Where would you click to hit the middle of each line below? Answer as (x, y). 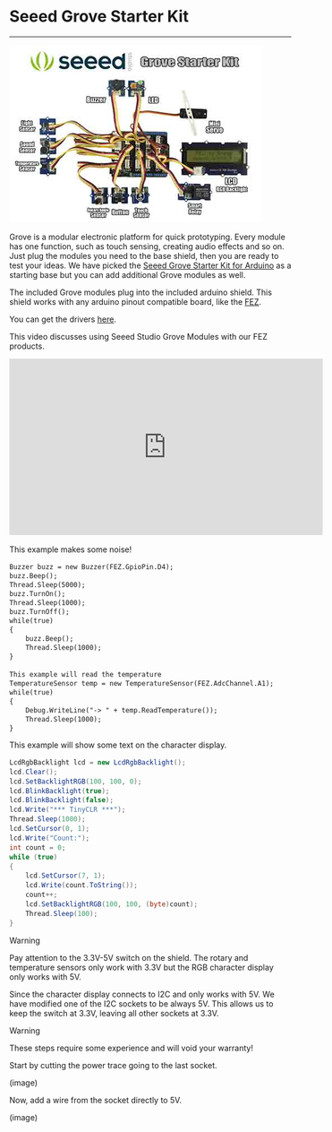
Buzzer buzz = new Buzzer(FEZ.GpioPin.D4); (92, 566)
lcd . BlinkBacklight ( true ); (60, 791)
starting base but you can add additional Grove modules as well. (128, 274)
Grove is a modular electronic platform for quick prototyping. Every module (148, 237)
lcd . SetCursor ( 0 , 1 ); (50, 829)
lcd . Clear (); (34, 772)
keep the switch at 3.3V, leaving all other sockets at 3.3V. (114, 1013)
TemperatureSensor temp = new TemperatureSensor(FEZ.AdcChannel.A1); (142, 683)
